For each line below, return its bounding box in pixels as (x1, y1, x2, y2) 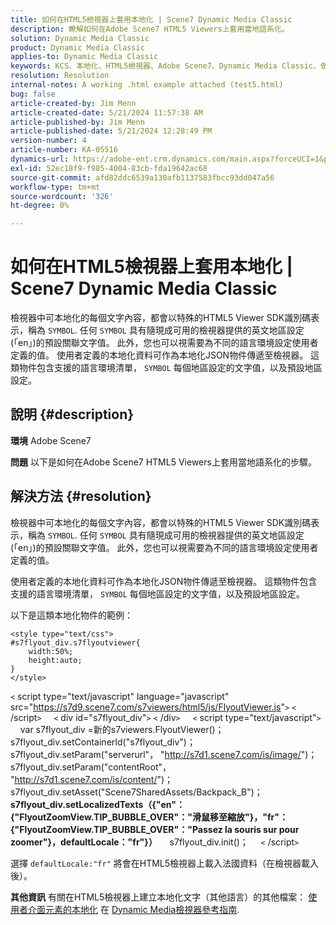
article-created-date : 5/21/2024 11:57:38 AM (10, 107, 203, 118)
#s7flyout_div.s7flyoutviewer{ (10, 637, 141, 648)
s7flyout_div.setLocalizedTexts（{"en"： (10, 798, 186, 810)
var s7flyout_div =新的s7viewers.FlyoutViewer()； (19, 723, 225, 735)
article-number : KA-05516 (10, 145, 118, 155)
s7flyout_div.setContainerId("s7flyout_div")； (10, 736, 196, 748)
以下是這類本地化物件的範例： (10, 609, 133, 621)
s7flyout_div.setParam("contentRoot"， (10, 761, 172, 773)
